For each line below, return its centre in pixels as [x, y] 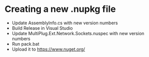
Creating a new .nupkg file [60, 9]
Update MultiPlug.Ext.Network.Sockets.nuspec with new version [78, 33]
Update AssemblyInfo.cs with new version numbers [65, 23]
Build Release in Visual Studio [42, 28]
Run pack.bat [25, 44]
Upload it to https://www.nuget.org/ [48, 49]
